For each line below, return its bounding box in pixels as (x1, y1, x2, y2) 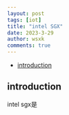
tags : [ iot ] (7, 17, 41, 23)
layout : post (7, 10, 45, 17)
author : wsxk (7, 36, 45, 43)
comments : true (7, 42, 51, 49)
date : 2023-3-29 (7, 29, 54, 36)
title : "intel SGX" (7, 23, 63, 30)
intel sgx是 (7, 100, 38, 108)
